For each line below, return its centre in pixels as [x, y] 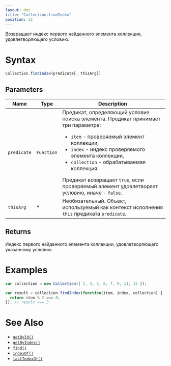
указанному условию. [29, 249]
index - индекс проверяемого [108, 149]
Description [113, 104]
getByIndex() [26, 343]
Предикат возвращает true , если [103, 180]
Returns [18, 232]
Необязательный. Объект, [94, 201]
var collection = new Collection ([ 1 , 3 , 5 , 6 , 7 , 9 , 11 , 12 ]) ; [76, 283]
